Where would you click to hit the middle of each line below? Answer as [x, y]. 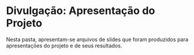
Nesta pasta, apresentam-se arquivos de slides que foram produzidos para [97, 39]
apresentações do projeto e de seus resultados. [64, 46]
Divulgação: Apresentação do [80, 11]
